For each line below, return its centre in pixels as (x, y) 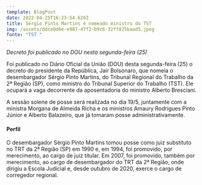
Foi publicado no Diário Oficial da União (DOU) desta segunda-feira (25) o (99, 64)
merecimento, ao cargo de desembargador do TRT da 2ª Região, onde (95, 162)
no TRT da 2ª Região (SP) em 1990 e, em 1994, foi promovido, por (89, 149)
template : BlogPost (31, 12)
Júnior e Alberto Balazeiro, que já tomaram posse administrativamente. (96, 115)
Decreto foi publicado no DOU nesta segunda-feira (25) (77, 52)
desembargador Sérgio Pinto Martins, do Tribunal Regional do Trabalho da (100, 77)
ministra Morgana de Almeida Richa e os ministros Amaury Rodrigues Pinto (101, 108)
